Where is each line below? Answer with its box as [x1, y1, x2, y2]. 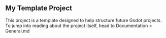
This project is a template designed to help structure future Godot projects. [5, 17, 162, 23]
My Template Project [5, 4, 73, 12]
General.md [5, 27, 30, 34]
